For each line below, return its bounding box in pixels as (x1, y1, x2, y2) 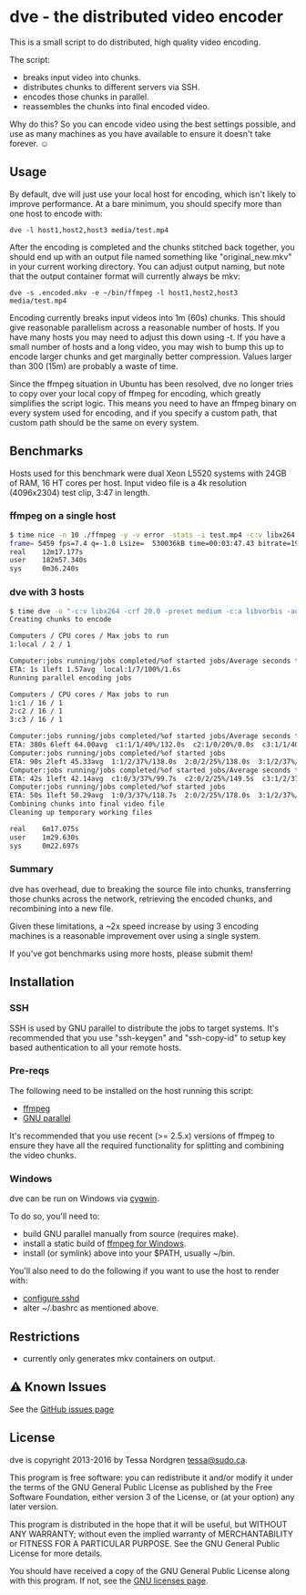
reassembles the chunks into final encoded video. (22, 100, 210, 111)
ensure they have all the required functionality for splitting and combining (9, 1139, 285, 1150)
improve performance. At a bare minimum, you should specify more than (9, 198, 282, 209)
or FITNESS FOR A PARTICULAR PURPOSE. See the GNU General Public (9, 1538, 280, 1549)
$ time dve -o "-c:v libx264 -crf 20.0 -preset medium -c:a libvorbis (9, 606, 283, 616)
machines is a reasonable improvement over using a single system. (9, 930, 261, 941)
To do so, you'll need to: (9, 1210, 100, 1222)
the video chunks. (9, 1149, 77, 1160)
